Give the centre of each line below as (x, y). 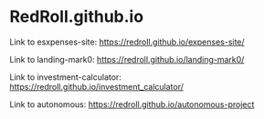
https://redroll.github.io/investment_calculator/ (97, 86)
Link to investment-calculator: (65, 77)
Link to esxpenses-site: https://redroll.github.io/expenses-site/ (127, 42)
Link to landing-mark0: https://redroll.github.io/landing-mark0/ (127, 59)
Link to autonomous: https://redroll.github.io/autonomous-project (132, 104)
